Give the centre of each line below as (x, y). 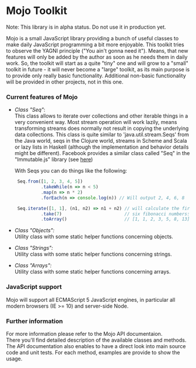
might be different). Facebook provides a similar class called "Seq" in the (102, 153)
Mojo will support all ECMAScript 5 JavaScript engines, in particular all (91, 300)
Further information (34, 321)
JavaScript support (34, 287)
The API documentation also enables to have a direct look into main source (96, 346)
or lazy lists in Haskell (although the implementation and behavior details (101, 147)
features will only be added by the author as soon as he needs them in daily (97, 57)
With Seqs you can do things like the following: (71, 171)
